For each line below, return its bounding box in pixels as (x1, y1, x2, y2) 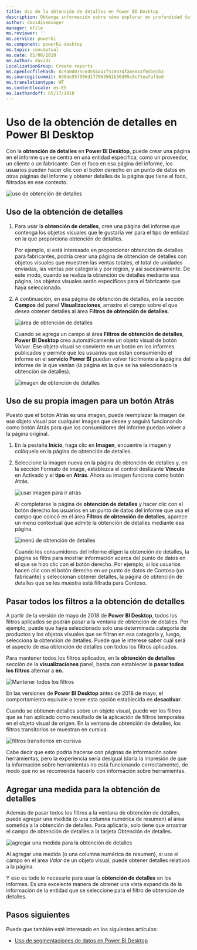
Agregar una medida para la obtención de (6, 784, 161, 795)
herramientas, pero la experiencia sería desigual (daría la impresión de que (6, 755, 187, 762)
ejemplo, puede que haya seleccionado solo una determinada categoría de (6, 625, 187, 632)
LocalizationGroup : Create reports (6, 63, 93, 69)
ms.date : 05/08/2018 (6, 52, 57, 58)
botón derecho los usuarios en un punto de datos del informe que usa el (14, 507, 189, 514)
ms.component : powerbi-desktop (6, 42, 83, 48)
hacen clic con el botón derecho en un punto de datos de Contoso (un (14, 567, 185, 574)
